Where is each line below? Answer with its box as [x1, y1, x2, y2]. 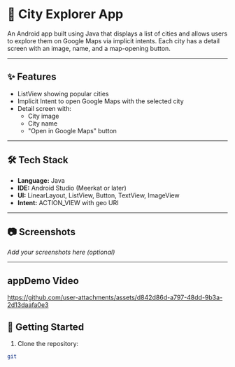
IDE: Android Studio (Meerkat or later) [17, 183, 127, 192]
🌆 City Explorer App [7, 6, 124, 22]
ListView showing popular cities [17, 89, 109, 98]
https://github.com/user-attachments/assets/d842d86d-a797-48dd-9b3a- [7, 293, 223, 302]
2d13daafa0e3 [7, 301, 49, 309]
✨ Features [7, 71, 57, 83]
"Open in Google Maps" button [27, 126, 117, 135]
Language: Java [17, 176, 65, 184]
